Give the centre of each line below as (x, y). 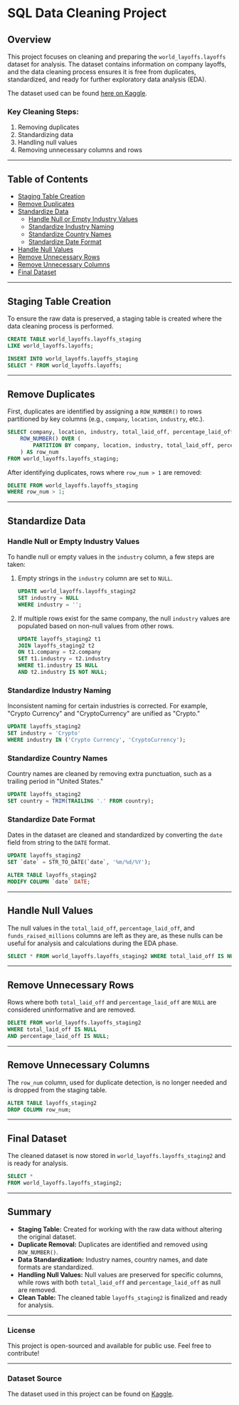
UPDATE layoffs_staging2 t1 (59, 639)
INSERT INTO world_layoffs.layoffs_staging (73, 358)
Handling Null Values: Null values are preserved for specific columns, (120, 1274)
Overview (30, 40)
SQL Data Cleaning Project (87, 13)
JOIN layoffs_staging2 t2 (56, 645)
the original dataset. (47, 1237)
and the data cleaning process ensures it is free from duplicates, (102, 72)
